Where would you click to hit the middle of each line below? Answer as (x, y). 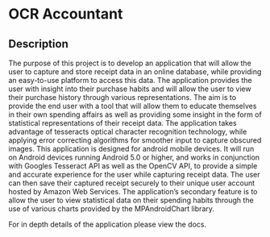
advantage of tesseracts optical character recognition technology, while (128, 131)
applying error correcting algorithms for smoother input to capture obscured (135, 140)
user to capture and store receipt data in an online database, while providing (135, 72)
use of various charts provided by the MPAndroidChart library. (112, 209)
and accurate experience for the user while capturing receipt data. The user (134, 175)
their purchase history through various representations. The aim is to (122, 97)
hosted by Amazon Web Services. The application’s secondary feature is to (133, 191)
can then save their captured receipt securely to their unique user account (132, 183)
